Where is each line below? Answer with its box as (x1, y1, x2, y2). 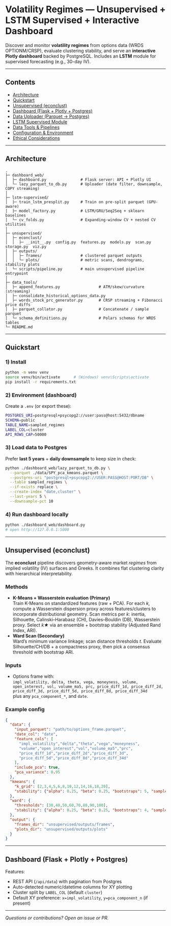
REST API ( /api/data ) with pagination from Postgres (12, 879, 122, 885)
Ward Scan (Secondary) (12, 633, 65, 639)
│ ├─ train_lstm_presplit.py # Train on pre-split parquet (5, 199, 145, 205)
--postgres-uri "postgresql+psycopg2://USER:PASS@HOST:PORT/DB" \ (10, 475, 154, 480)
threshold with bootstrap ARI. (12, 649, 74, 655)
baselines (5, 213, 26, 218)
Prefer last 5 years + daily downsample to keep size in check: (5, 455, 136, 461)
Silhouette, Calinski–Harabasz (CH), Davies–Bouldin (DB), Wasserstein (12, 617, 160, 622)
